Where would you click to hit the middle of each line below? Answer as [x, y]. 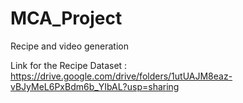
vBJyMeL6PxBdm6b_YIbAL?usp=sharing [95, 86]
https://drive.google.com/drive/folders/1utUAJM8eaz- [121, 76]
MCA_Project [66, 18]
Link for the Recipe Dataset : [69, 65]
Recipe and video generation [69, 46]
